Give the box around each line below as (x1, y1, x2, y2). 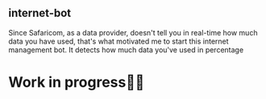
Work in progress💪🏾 (8, 73, 145, 91)
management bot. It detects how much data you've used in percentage (8, 44, 244, 55)
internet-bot (8, 6, 72, 20)
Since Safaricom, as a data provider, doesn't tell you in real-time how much (8, 27, 258, 37)
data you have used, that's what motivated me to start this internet (8, 36, 229, 46)
